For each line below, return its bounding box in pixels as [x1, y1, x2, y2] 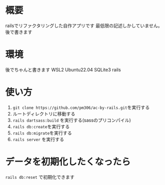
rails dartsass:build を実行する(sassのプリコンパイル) [12, 117, 131, 123]
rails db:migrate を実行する [12, 130, 73, 136]
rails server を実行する [12, 136, 64, 142]
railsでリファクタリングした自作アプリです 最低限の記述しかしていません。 [5, 22, 162, 29]
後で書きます [5, 29, 32, 35]
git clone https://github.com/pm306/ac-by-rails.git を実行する [12, 104, 150, 110]
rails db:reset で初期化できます [5, 174, 75, 180]
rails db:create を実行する [12, 123, 70, 129]
